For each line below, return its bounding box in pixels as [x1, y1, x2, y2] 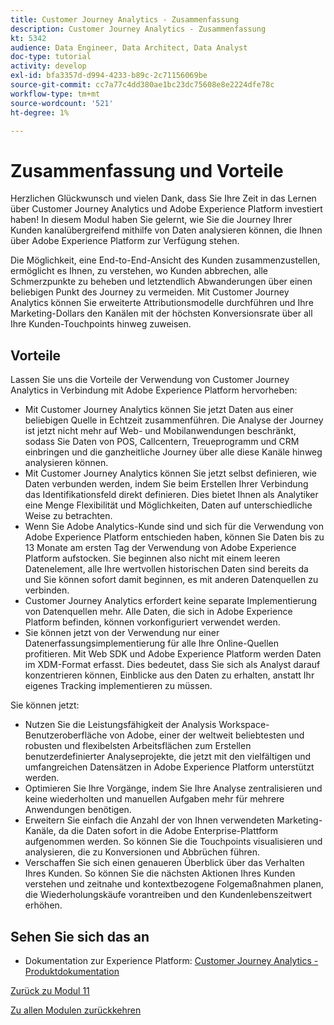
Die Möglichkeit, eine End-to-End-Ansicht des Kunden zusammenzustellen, [10, 254, 321, 266]
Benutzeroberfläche [24, 729, 108, 741]
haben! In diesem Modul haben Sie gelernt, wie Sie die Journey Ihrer [10, 214, 293, 226]
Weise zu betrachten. [24, 510, 113, 522]
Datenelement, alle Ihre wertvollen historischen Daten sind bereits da [24, 563, 309, 575]
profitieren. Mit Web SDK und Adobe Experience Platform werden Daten [24, 648, 322, 660]
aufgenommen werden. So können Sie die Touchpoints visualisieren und [24, 836, 323, 848]
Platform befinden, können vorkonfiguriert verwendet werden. [24, 616, 281, 628]
